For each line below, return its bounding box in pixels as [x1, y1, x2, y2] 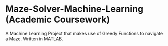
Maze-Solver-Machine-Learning [5, 3, 144, 15]
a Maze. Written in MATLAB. [5, 36, 63, 42]
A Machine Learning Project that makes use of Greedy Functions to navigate [5, 30, 163, 36]
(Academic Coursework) [5, 14, 110, 25]
